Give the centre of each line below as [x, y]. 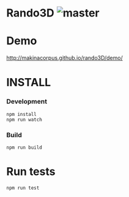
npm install [21, 114]
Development [27, 102]
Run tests [31, 172]
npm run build [24, 147]
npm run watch [24, 120]
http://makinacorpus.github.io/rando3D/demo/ [65, 58]
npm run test [23, 188]
